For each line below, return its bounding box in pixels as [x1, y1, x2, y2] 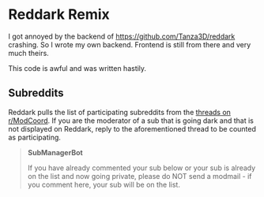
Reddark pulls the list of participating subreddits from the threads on [8, 107, 232, 117]
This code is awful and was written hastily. [8, 63, 147, 72]
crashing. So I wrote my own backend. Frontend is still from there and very [8, 39, 251, 49]
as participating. [8, 132, 62, 142]
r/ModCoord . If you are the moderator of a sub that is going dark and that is [8, 116, 255, 125]
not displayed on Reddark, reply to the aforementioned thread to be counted [8, 124, 257, 133]
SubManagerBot [27, 147, 83, 157]
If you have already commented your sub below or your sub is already [27, 163, 256, 173]
